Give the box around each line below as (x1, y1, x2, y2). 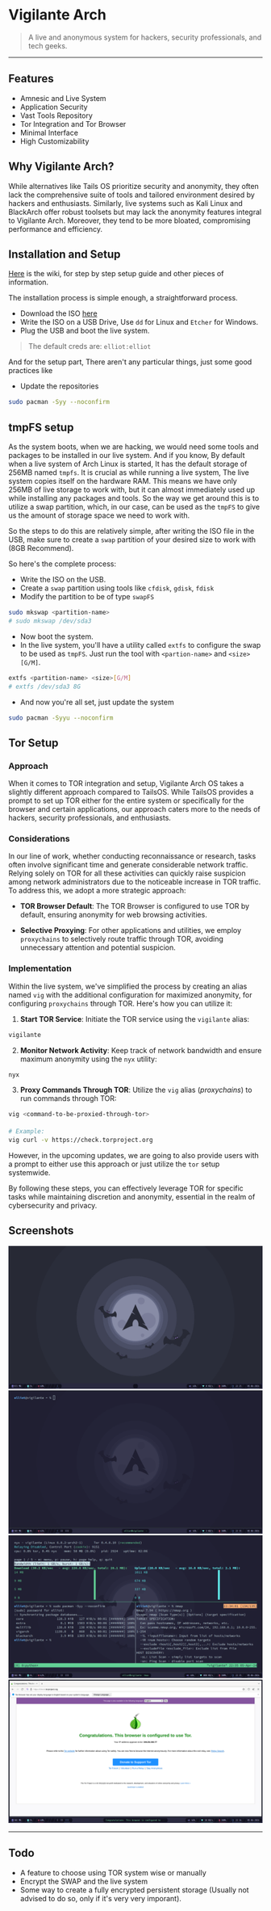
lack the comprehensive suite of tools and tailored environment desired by (8, 190, 256, 199)
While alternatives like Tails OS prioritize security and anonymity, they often (8, 181, 260, 191)
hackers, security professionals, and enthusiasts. (8, 813, 172, 823)
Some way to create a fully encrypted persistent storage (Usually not (19, 1884, 249, 1895)
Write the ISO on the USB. (19, 575, 106, 585)
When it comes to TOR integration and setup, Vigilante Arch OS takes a (8, 779, 244, 788)
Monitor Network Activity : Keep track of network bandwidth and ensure (19, 1045, 262, 1055)
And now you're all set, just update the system (19, 697, 175, 707)
